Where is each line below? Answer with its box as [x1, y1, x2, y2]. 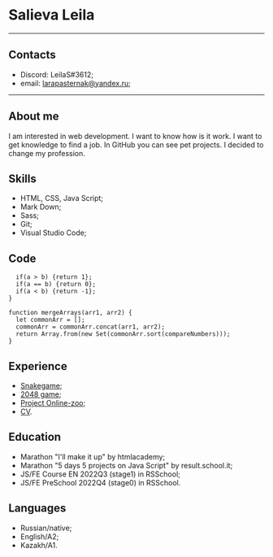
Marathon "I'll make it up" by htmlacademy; [19, 451, 166, 461]
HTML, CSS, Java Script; [19, 194, 104, 203]
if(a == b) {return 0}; [15, 281, 96, 289]
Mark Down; [19, 202, 62, 212]
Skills [8, 172, 37, 185]
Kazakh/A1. [19, 540, 58, 550]
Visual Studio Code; [19, 228, 87, 237]
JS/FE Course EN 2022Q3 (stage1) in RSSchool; [19, 469, 181, 479]
